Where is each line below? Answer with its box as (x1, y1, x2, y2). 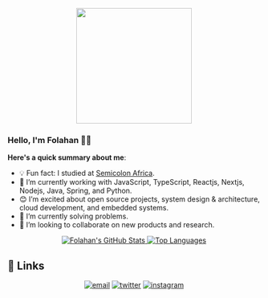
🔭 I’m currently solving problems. (18, 211, 129, 221)
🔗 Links (7, 259, 45, 272)
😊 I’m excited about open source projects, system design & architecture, (18, 194, 260, 204)
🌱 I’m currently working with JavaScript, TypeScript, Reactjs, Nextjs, (18, 178, 246, 187)
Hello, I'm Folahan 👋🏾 (7, 134, 91, 145)
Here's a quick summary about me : (7, 153, 127, 162)
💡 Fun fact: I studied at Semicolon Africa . (18, 169, 156, 178)
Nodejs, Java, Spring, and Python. (18, 186, 132, 196)
